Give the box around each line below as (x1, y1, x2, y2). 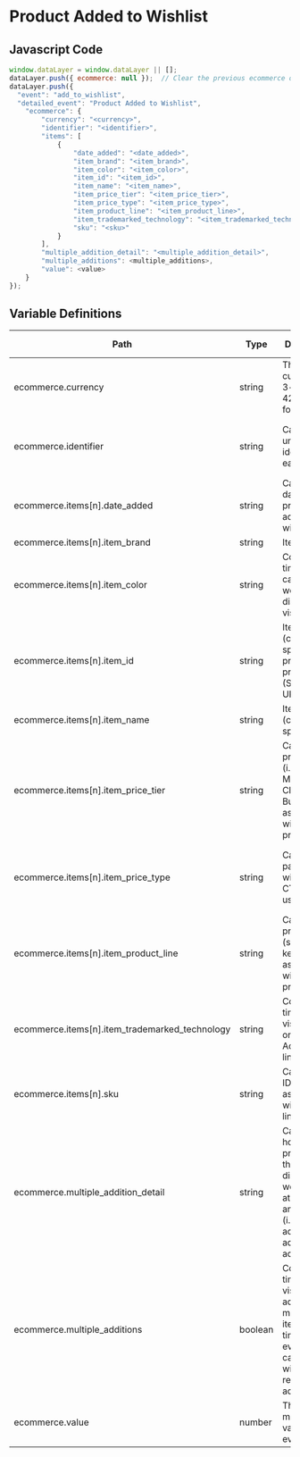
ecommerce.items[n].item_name (13, 714, 150, 726)
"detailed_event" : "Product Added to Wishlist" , (17, 98, 202, 108)
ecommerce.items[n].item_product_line (13, 947, 179, 959)
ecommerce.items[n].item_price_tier (13, 784, 166, 797)
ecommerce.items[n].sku (13, 1088, 119, 1101)
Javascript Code (9, 42, 104, 57)
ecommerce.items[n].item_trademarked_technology (13, 1023, 231, 1035)
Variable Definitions (9, 306, 122, 322)
